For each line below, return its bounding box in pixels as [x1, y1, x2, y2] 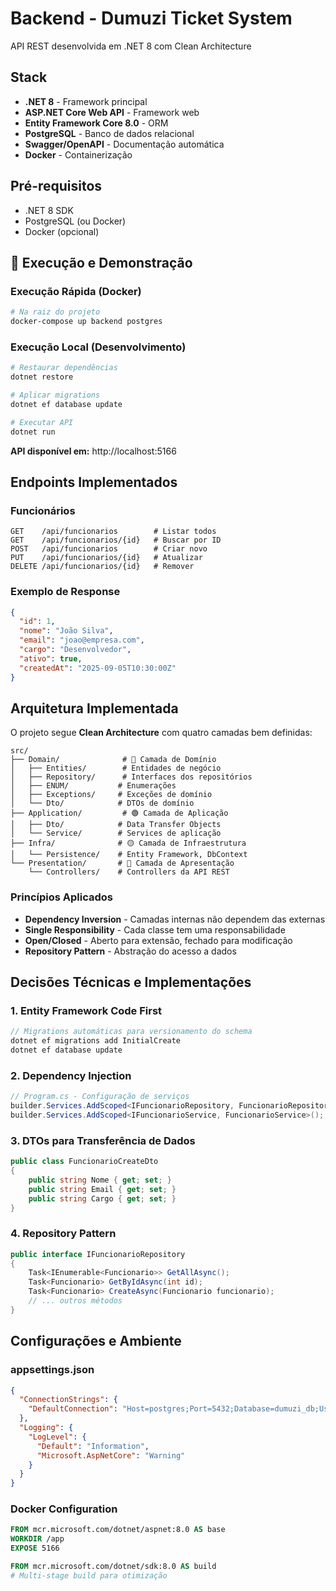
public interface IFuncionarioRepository [10, 1249, 186, 1259]
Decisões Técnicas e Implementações [10, 974, 252, 991]
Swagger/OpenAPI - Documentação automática [24, 138, 225, 150]
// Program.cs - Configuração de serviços [10, 1092, 190, 1102]
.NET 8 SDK [24, 204, 74, 216]
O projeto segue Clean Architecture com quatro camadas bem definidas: [10, 727, 313, 739]
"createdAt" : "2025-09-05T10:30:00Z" [19, 663, 177, 673]
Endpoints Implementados [10, 473, 178, 491]
